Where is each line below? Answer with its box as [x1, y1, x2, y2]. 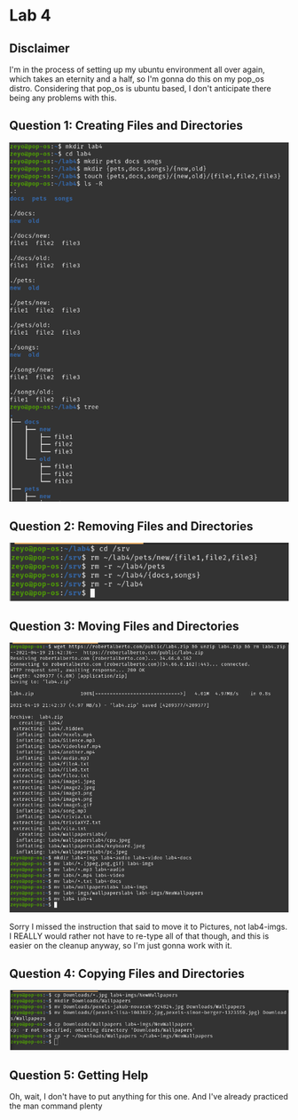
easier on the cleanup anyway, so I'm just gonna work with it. [9, 941, 232, 951]
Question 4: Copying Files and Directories [9, 965, 246, 981]
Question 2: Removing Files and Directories [9, 519, 254, 534]
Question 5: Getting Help [9, 1068, 149, 1083]
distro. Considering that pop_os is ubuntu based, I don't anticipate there [9, 83, 272, 93]
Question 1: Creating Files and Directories [9, 118, 244, 133]
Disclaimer [9, 41, 70, 56]
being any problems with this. [9, 92, 117, 103]
